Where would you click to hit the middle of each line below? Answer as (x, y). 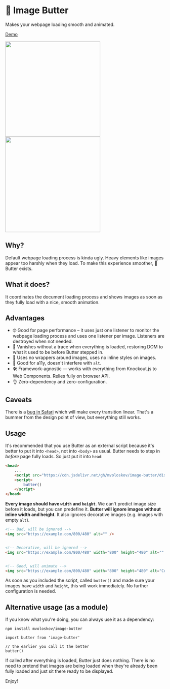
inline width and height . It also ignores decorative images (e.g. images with (84, 515)
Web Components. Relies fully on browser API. (61, 376)
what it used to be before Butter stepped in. (58, 352)
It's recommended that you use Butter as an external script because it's (80, 445)
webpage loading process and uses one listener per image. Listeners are (88, 336)
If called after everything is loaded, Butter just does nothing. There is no (80, 661)
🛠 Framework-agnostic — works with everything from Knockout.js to (84, 369)
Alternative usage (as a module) (57, 607)
